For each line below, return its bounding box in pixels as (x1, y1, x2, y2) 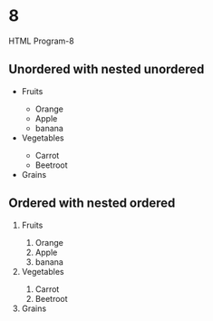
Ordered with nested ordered (8, 196, 176, 211)
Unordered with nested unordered (8, 62, 205, 77)
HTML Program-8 (8, 35, 74, 46)
